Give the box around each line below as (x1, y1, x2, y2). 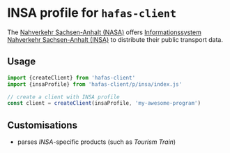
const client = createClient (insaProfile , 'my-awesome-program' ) (7, 100, 201, 107)
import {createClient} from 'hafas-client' (7, 74, 136, 81)
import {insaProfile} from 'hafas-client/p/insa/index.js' (7, 80, 183, 88)
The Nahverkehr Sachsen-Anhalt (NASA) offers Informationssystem (7, 28, 202, 36)
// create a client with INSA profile (7, 93, 120, 101)
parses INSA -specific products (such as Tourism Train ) (17, 138, 176, 146)
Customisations (7, 119, 78, 131)
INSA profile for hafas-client (7, 5, 176, 21)
